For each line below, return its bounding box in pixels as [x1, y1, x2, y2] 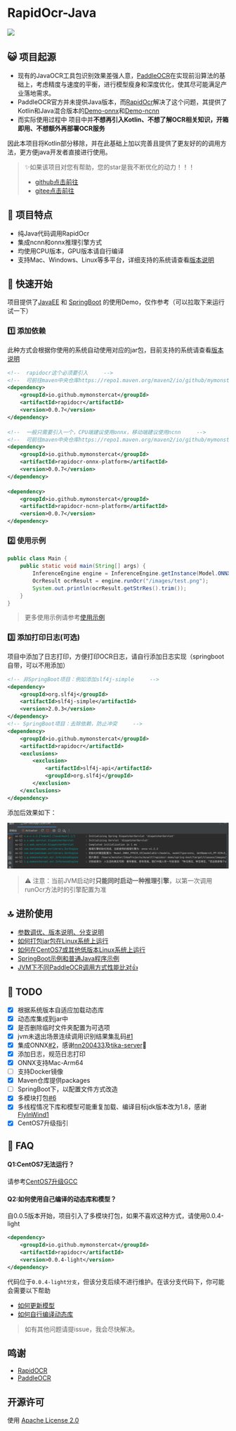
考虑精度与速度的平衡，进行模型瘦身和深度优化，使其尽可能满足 [36, 79, 221, 89]
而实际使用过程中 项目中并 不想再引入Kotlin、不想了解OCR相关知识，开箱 [17, 115, 229, 124]
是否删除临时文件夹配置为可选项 [17, 1023, 110, 1031]
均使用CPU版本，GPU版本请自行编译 [17, 246, 124, 255]
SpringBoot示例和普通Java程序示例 [17, 954, 119, 962]
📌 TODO [7, 986, 43, 998]
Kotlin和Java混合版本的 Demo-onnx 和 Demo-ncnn [17, 106, 160, 115]
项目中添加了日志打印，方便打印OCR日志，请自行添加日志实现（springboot [7, 652, 225, 661]
